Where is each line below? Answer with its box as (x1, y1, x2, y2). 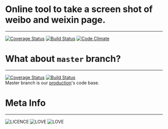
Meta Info (5, 97, 46, 109)
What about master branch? (5, 53, 121, 65)
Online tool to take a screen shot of (5, 4, 153, 15)
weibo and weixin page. (5, 14, 106, 26)
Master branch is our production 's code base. (5, 79, 99, 86)
